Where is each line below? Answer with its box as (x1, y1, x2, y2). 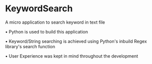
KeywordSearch (5, 3, 73, 14)
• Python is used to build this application (5, 29, 88, 34)
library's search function (5, 43, 56, 49)
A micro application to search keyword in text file (5, 19, 105, 25)
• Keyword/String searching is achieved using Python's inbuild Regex (5, 38, 148, 44)
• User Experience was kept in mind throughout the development (5, 53, 138, 59)
